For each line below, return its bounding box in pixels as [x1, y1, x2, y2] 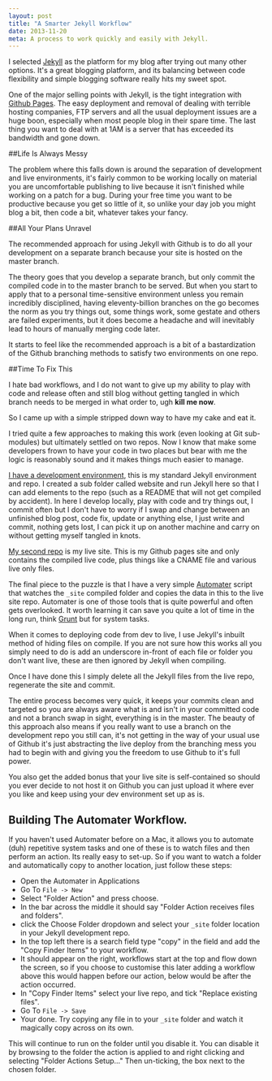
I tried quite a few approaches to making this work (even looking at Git [8, 428, 244, 439]
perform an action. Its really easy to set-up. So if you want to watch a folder [8, 852, 261, 862]
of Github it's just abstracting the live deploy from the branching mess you [8, 739, 257, 749]
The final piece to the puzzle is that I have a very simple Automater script [8, 580, 253, 589]
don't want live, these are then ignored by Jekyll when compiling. [8, 656, 227, 666]
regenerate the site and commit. [8, 680, 115, 690]
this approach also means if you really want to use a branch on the [8, 722, 231, 732]
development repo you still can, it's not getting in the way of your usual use [8, 731, 260, 740]
